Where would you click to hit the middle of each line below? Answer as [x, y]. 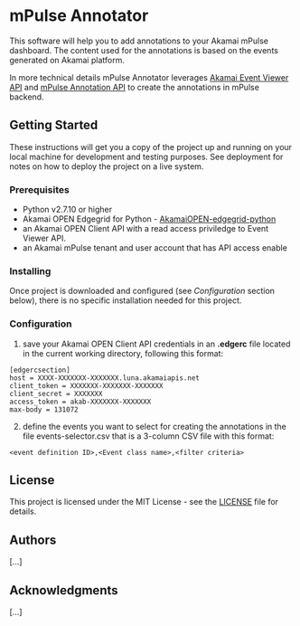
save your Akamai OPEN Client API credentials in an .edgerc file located [156, 344]
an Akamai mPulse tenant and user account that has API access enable [155, 248]
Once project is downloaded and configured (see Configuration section [142, 291]
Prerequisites [39, 189]
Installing [30, 270]
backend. [27, 97]
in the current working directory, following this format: [123, 353]
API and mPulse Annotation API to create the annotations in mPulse [135, 87]
